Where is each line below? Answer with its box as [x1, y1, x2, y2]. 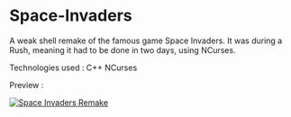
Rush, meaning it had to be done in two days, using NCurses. [9, 44, 236, 55]
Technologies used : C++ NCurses [9, 62, 138, 73]
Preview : [9, 79, 44, 90]
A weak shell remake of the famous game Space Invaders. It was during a [9, 35, 283, 46]
